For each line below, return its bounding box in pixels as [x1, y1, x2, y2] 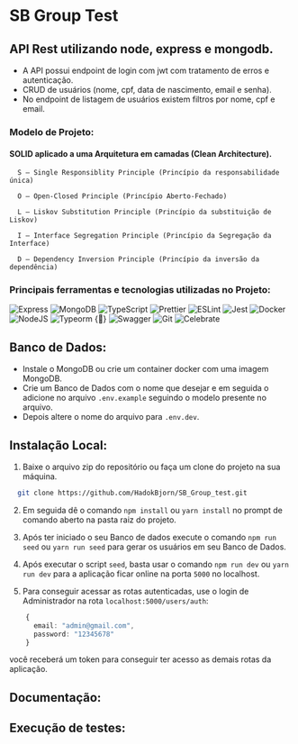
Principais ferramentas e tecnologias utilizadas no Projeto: [9, 284, 272, 296]
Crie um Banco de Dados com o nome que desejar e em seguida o [22, 383, 269, 394]
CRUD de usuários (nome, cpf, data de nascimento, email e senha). [22, 85, 272, 95]
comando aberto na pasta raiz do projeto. [22, 514, 177, 525]
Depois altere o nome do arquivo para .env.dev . [22, 412, 200, 422]
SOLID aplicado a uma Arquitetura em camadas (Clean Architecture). [9, 148, 273, 159]
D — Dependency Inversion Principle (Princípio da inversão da [17, 255, 259, 264]
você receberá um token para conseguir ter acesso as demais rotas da [9, 654, 272, 665]
